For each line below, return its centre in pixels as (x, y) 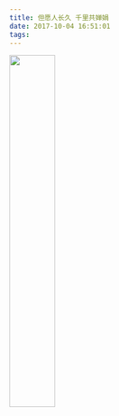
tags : (19, 34)
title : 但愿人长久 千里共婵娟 (59, 18)
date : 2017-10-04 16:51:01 (60, 26)
